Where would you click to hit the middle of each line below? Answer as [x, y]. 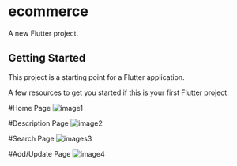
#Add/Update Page [39, 153]
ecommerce [48, 11]
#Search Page [31, 138]
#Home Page [30, 108]
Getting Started [47, 58]
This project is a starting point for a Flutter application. [96, 77]
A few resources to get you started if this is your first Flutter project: [118, 92]
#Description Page [39, 123]
